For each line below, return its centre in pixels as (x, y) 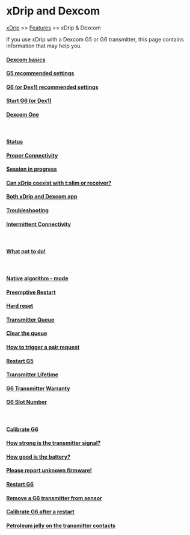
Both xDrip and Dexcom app (42, 197)
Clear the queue (27, 333)
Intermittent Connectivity (38, 224)
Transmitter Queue (30, 319)
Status (15, 142)
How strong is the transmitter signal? (54, 443)
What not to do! (26, 251)
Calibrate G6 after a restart (40, 512)
